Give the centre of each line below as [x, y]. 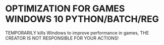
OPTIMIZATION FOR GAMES [65, 9]
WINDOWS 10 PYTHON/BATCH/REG [82, 19]
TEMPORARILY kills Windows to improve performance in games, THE [77, 33]
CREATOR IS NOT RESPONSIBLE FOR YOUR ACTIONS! [62, 38]
